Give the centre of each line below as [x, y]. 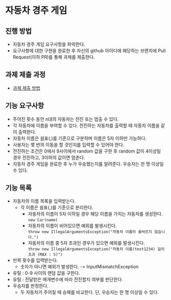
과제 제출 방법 [26, 88]
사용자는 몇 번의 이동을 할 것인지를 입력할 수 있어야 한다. [68, 144]
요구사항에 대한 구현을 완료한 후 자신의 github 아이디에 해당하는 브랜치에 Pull [89, 51]
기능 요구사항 [25, 106]
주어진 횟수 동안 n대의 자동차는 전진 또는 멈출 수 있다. [66, 119]
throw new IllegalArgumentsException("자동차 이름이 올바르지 [90, 232]
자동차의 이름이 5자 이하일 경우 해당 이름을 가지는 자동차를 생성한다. [95, 214]
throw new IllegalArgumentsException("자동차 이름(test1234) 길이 [96, 249]
